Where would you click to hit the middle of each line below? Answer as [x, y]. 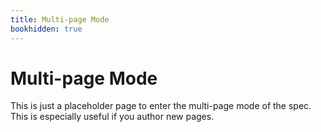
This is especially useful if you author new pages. [112, 117]
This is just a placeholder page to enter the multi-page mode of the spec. [161, 106]
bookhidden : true [46, 29]
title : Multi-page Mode [60, 19]
